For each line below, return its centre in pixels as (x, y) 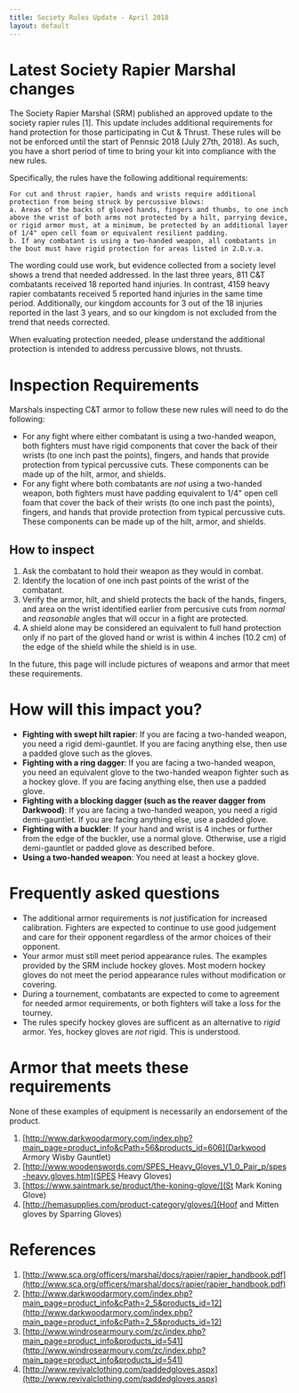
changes (42, 89)
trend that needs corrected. (60, 323)
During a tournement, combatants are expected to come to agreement (151, 994)
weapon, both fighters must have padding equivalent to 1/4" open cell (150, 493)
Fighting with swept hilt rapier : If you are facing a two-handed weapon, (154, 734)
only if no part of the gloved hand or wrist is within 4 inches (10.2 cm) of (154, 637)
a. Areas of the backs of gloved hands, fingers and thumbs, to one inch (149, 210)
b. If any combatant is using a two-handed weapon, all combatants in (143, 242)
